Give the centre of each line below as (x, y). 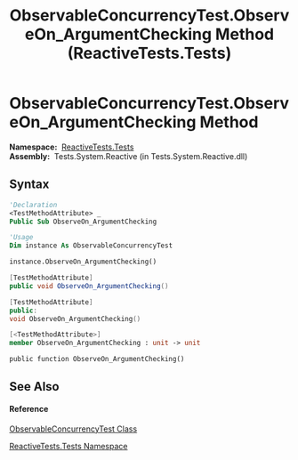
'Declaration (33, 205)
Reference (29, 409)
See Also (34, 387)
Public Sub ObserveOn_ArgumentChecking (83, 222)
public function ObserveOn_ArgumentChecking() (97, 359)
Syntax (29, 185)
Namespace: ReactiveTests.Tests (72, 147)
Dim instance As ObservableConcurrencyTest (91, 246)
